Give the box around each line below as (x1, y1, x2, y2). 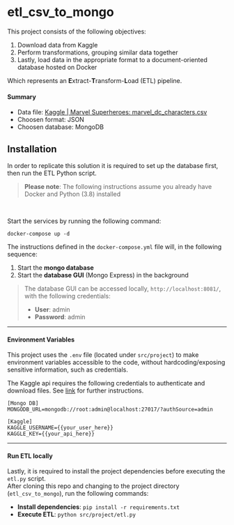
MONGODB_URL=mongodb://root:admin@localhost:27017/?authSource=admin (7, 406, 214, 413)
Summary (7, 92, 36, 101)
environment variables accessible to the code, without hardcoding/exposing (7, 358, 226, 367)
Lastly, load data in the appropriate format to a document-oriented (17, 55, 208, 63)
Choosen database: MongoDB (17, 123, 104, 131)
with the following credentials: (24, 291, 111, 300)
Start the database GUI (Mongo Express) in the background (17, 271, 189, 279)
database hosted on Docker (17, 63, 97, 71)
